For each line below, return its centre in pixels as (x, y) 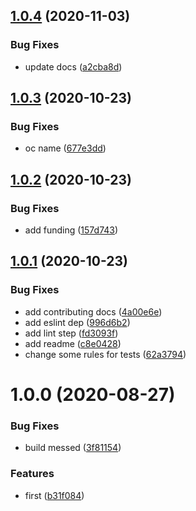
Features (32, 474)
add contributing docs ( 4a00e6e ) (93, 311)
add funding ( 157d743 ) (71, 230)
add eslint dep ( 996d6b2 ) (77, 322)
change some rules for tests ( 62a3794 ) (105, 354)
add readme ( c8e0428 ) (73, 343)
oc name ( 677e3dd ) (65, 148)
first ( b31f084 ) (54, 495)
